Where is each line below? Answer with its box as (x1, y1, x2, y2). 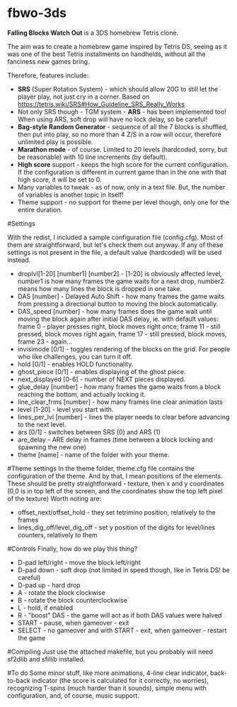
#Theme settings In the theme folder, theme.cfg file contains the (7, 464, 195, 473)
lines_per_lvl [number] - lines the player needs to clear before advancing (17, 412, 230, 421)
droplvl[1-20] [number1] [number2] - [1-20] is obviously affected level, (17, 269, 223, 278)
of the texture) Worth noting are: (7, 494, 101, 503)
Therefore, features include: (7, 71, 89, 80)
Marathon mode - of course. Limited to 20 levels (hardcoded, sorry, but (17, 145, 228, 153)
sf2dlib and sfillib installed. (7, 654, 86, 663)
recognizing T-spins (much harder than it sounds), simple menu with (7, 684, 207, 692)
